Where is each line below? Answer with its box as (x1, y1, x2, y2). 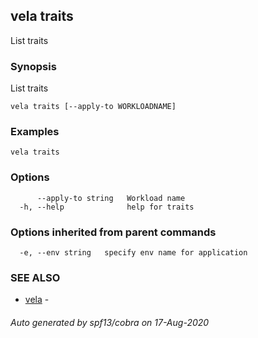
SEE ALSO (10, 270, 61, 284)
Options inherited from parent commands (10, 225, 217, 239)
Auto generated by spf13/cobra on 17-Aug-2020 (10, 316, 210, 328)
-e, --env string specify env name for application (19, 248, 248, 258)
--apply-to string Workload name (36, 193, 186, 203)
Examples (10, 125, 60, 139)
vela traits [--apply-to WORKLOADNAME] (10, 102, 177, 112)
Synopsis (10, 59, 57, 73)
